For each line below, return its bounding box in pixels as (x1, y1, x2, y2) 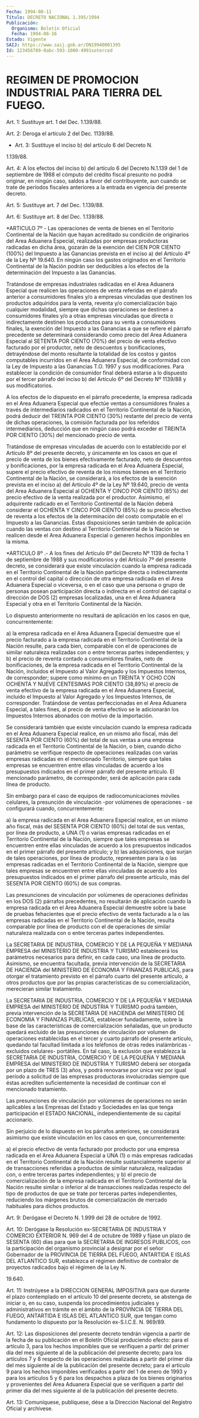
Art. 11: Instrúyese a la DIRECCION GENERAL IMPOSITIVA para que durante (6, 1286, 190, 1294)
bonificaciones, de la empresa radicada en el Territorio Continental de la (6, 661, 183, 668)
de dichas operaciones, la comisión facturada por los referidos (6, 419, 160, 426)
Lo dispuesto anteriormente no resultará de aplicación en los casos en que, (6, 612, 191, 619)
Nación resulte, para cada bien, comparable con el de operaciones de (6, 642, 177, 649)
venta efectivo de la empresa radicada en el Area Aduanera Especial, (6, 686, 175, 693)
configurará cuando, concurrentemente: (6, 804, 105, 812)
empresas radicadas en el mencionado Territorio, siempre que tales (6, 755, 172, 762)
